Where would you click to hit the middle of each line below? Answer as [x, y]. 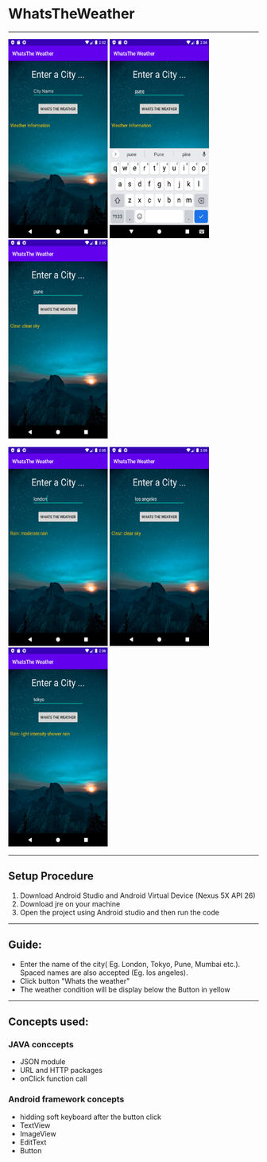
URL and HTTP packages [61, 1070]
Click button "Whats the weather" [75, 981]
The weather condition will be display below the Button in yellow [125, 989]
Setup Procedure [51, 876]
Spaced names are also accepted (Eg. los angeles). [104, 973]
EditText [33, 1142]
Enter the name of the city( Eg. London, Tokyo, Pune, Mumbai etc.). [130, 964]
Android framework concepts [66, 1099]
